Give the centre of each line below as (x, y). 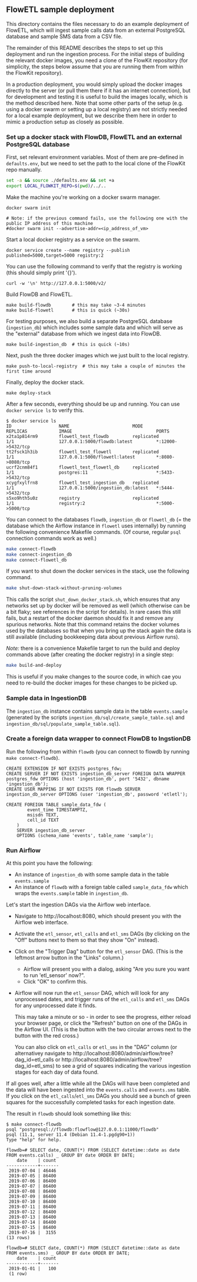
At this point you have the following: (49, 863)
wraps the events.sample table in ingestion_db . (71, 894)
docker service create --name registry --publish (68, 250)
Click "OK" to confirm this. (55, 982)
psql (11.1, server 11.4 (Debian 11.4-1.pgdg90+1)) (71, 1135)
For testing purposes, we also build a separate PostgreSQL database (89, 321)
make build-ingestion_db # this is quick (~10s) (68, 344)
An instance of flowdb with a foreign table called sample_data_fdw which (101, 887)
